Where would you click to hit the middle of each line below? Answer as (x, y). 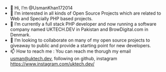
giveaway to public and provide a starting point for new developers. (80, 45)
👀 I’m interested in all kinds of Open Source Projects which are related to (86, 13)
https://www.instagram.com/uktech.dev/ (52, 64)
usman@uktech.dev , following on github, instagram (64, 59)
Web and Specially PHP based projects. (51, 19)
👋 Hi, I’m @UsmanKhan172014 (41, 8)
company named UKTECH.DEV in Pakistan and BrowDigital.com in (79, 29)
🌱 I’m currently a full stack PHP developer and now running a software (83, 24)
